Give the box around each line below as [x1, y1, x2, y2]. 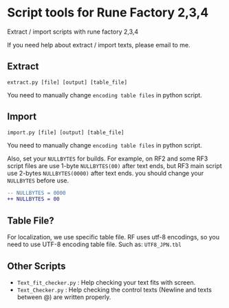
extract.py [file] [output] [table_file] [7, 79, 128, 86]
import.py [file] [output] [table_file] [7, 129, 125, 136]
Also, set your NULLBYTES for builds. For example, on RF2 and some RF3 [7, 154, 208, 163]
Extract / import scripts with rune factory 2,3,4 [7, 27, 139, 36]
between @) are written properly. [17, 293, 111, 301]
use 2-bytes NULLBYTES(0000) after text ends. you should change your [7, 169, 204, 177]
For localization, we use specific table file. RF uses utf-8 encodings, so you [7, 233, 220, 241]
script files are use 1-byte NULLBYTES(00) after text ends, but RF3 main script [7, 161, 222, 169]
